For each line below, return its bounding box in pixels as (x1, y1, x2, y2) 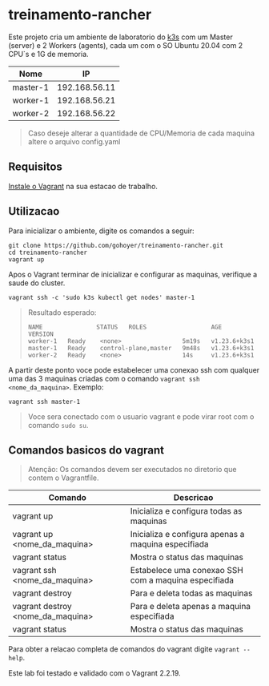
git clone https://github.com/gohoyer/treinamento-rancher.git (8, 241, 224, 249)
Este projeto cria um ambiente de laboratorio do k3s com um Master (8, 32, 234, 42)
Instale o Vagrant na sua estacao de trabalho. (8, 181, 159, 191)
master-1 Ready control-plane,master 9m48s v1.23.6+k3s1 (27, 344, 255, 352)
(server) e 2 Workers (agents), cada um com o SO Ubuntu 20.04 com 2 (8, 40, 243, 50)
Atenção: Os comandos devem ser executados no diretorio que (27, 465, 237, 474)
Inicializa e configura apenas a (130, 529, 245, 540)
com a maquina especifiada (130, 575, 235, 586)
